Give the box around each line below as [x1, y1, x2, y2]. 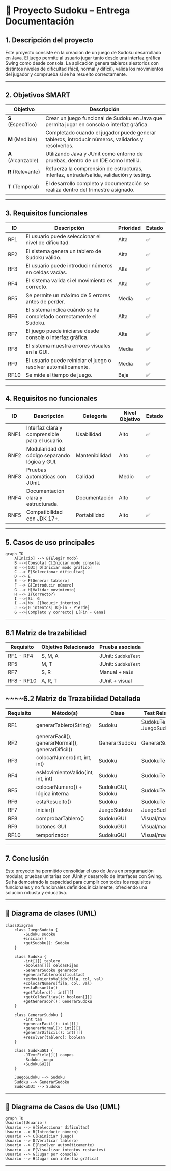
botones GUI [36, 823, 66, 830]
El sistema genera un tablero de [25, 247, 102, 255]
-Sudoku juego [23, 1057, 53, 1062]
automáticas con [26, 473, 66, 480]
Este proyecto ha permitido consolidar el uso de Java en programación [5, 868, 154, 874]
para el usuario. [26, 437, 64, 444]
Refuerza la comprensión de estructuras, [45, 165, 144, 172]
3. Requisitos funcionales [5, 209, 88, 218]
